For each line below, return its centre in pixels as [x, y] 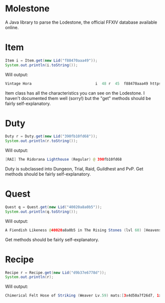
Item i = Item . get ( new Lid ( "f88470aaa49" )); [51, 60]
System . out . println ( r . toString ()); [41, 141]
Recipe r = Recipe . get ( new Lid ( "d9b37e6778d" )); [56, 272]
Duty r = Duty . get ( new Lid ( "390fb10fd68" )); [51, 136]
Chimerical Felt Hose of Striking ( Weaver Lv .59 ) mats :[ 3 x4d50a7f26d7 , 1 [82, 296]
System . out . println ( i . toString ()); [41, 65]
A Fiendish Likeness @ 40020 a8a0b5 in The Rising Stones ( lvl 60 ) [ [76, 230]
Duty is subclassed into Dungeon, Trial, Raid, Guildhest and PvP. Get [74, 169]
